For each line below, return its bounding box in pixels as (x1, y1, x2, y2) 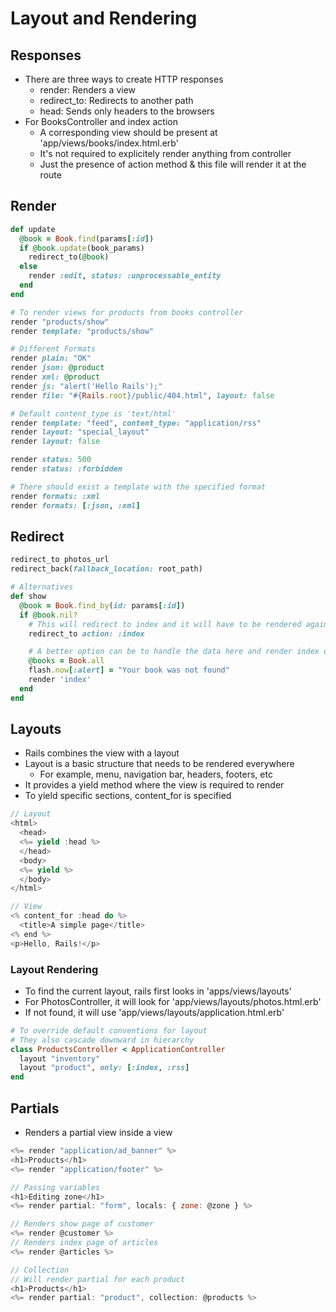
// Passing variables (10, 1182, 101, 1192)
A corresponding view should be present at (39, 127, 218, 138)
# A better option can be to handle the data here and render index (28, 647, 320, 657)
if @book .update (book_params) (19, 243, 145, 253)
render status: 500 (10, 455, 92, 465)
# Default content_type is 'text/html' (10, 408, 177, 419)
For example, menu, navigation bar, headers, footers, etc (39, 768, 273, 781)
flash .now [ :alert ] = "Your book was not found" (28, 665, 230, 676)
